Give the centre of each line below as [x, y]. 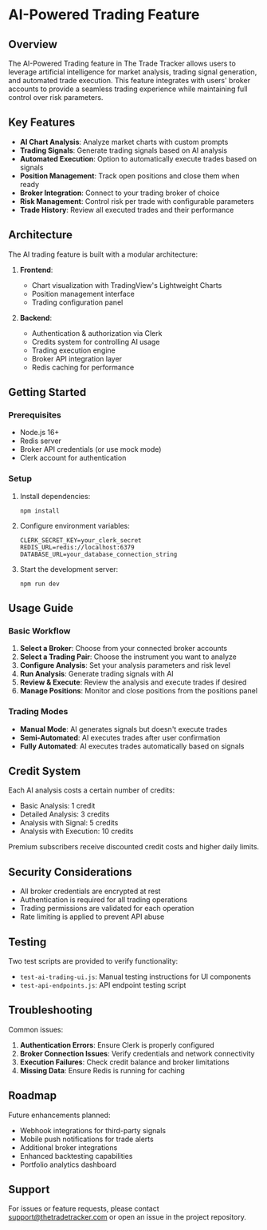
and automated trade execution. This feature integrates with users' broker [130, 80]
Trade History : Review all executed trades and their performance [127, 210]
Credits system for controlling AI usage [96, 341]
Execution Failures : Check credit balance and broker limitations [124, 1062]
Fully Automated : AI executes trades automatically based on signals [132, 746]
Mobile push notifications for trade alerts [86, 1139]
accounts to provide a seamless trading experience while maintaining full [128, 89]
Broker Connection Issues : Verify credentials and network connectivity [137, 1053]
